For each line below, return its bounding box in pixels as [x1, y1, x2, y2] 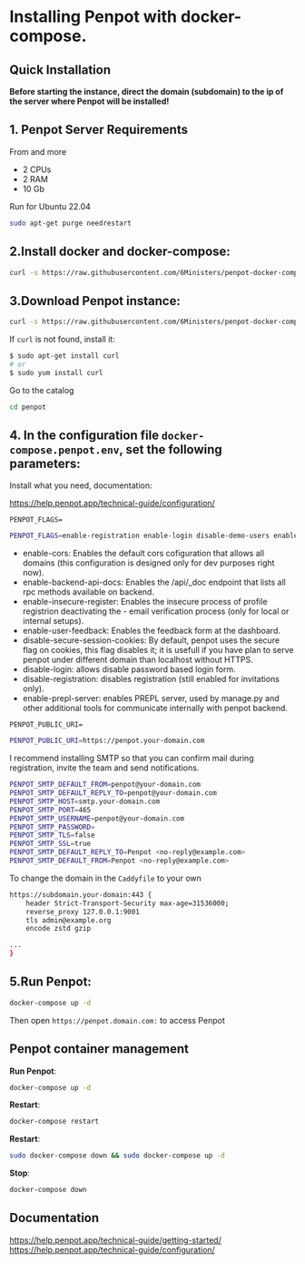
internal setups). [22, 616, 84, 627]
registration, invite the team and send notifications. [9, 762, 200, 773]
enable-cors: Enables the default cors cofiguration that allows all [22, 548, 265, 559]
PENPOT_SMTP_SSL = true [9, 840, 92, 849]
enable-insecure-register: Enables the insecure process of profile [22, 596, 268, 607]
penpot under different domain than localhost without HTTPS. [22, 654, 254, 666]
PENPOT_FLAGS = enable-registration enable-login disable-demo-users [9, 531, 271, 541]
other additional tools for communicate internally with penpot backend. [22, 703, 289, 714]
